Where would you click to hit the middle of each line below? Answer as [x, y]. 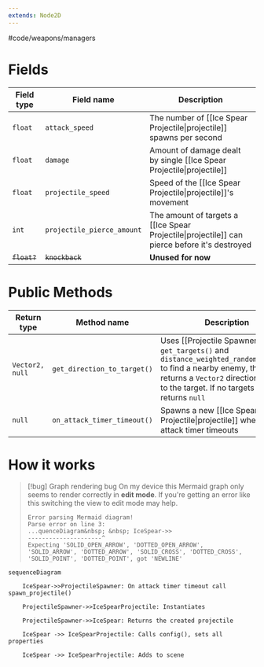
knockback [63, 257]
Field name [93, 99]
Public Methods [60, 292]
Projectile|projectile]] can [196, 234]
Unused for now [180, 257]
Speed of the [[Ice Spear [195, 182]
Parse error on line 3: [66, 525]
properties [26, 642]
